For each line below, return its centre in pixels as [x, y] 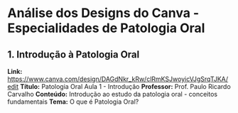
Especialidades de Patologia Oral [106, 28]
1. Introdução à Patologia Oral [74, 54]
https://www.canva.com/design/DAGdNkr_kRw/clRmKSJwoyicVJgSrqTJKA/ [118, 79]
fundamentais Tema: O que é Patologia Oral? [73, 102]
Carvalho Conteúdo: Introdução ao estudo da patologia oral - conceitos [113, 94]
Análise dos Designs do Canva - [103, 13]
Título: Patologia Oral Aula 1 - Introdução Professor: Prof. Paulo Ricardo [125, 86]
